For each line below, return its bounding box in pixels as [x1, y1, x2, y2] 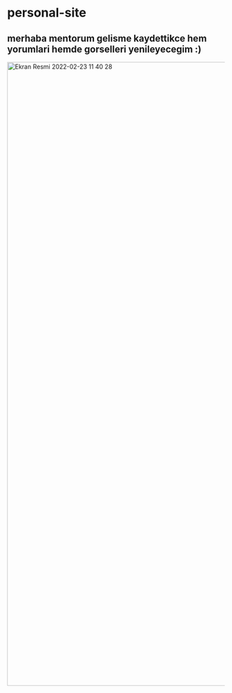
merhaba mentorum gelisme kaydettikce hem [7, 33, 207, 44]
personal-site [7, 5, 86, 21]
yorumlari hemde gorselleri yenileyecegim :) [7, 43, 202, 55]
